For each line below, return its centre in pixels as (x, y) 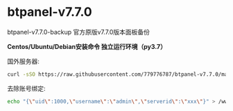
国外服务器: (24, 61)
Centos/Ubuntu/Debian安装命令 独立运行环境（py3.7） (87, 46)
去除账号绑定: (27, 88)
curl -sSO (21, 74)
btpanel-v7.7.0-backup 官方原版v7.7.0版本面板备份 (79, 32)
